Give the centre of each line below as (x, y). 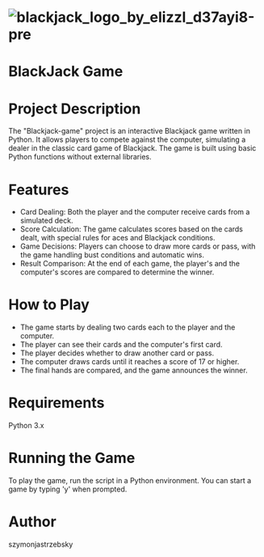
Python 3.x (26, 426)
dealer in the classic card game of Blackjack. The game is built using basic (132, 148)
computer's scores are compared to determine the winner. (117, 272)
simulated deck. (46, 221)
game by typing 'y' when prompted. (68, 489)
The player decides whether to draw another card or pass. (117, 353)
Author (32, 522)
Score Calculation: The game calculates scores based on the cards (132, 229)
